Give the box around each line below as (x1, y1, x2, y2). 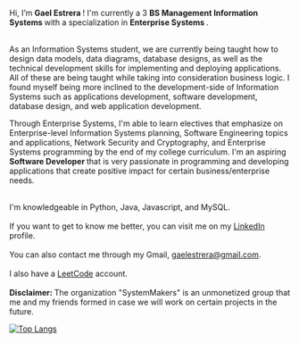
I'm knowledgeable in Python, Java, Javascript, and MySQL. (9, 202, 230, 213)
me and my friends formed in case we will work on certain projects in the (9, 297, 278, 307)
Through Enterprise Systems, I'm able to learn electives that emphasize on (9, 118, 284, 129)
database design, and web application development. (9, 101, 203, 111)
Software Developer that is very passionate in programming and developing (9, 156, 289, 166)
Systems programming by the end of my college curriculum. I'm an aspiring (9, 146, 287, 157)
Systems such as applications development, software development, (9, 91, 258, 102)
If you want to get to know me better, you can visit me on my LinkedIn (9, 221, 265, 231)
